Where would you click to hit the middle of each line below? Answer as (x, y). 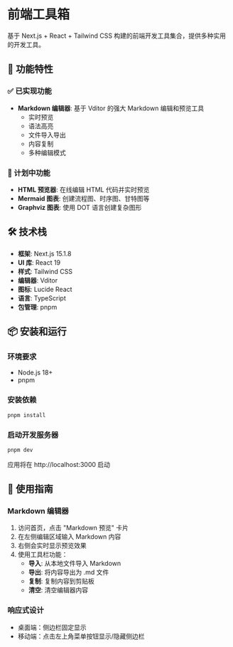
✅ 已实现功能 (29, 91)
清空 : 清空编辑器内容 (58, 590)
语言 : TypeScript (42, 298)
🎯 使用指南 (30, 489)
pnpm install (27, 415)
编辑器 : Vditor (38, 280)
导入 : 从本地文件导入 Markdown (75, 564)
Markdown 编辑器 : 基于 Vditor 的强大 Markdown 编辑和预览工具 (111, 108)
